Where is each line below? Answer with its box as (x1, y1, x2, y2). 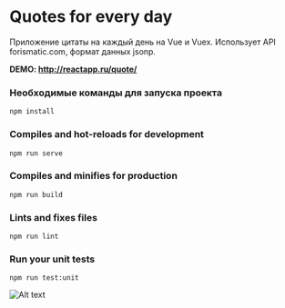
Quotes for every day (9, 6, 173, 27)
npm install (9, 107, 55, 116)
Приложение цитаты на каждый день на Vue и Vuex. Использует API (9, 36, 276, 47)
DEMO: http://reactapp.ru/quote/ (9, 64, 137, 75)
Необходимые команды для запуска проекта (9, 86, 223, 99)
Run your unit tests (9, 253, 96, 265)
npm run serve (9, 148, 64, 158)
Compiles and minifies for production (9, 170, 178, 183)
